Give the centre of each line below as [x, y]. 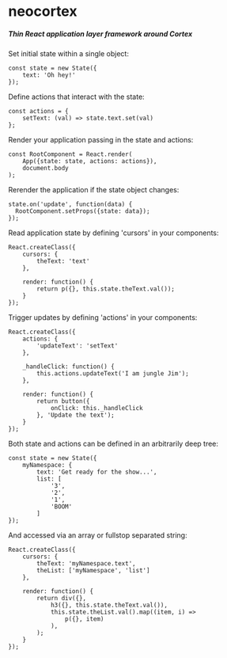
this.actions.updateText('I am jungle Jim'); [113, 374]
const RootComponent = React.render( [70, 154]
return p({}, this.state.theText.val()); [106, 289]
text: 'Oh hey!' [49, 75]
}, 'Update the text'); [76, 415]
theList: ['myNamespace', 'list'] [93, 571]
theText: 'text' [63, 261]
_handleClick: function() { [68, 367]
